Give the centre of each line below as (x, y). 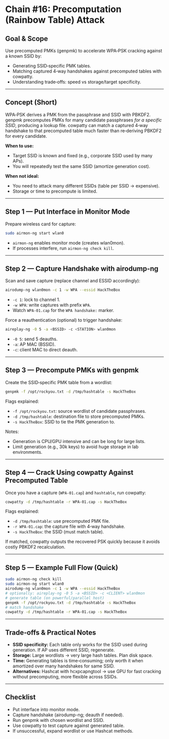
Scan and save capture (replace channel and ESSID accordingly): (73, 281)
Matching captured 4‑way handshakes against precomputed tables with (87, 71)
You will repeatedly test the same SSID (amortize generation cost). (81, 166)
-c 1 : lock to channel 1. (36, 300)
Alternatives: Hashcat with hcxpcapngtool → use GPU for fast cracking (87, 671)
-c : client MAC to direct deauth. (45, 350)
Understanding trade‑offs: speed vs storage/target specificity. (77, 82)
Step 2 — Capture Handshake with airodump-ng (82, 268)
